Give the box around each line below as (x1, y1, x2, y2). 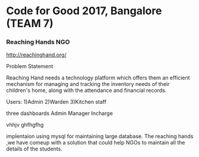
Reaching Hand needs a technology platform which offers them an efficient (6, 74, 190, 81)
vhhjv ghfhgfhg (6, 121, 44, 129)
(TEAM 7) (6, 17, 53, 30)
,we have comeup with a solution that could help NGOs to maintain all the (6, 139, 185, 146)
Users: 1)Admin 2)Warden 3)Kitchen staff (6, 98, 107, 105)
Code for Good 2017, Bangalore (6, 4, 162, 18)
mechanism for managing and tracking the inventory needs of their (6, 81, 170, 88)
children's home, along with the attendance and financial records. (6, 87, 167, 94)
